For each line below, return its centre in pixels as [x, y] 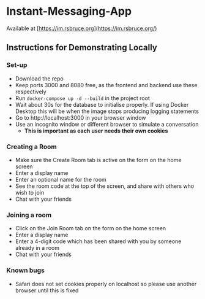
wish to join [30, 192]
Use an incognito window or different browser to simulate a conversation [107, 124]
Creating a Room [32, 147]
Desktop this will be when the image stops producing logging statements [107, 111]
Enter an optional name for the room [61, 179]
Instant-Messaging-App [69, 11]
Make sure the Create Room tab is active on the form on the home [98, 160]
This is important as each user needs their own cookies [96, 131]
